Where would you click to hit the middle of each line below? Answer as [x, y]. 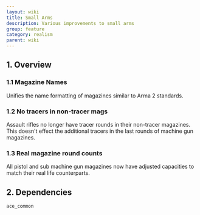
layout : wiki [23, 12]
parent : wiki [23, 40]
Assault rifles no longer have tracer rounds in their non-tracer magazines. [98, 124]
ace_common [20, 206]
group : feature [26, 29]
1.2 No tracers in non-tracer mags [57, 111]
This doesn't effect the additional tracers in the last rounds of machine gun [100, 131]
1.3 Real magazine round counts [54, 153]
